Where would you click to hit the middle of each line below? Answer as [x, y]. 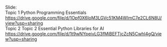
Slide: [11, 7]
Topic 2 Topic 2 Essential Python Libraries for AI [54, 28]
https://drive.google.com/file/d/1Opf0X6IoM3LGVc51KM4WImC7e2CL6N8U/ [83, 18]
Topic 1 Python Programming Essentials [46, 12]
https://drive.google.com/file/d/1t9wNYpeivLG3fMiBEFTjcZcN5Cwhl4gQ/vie [83, 34]
